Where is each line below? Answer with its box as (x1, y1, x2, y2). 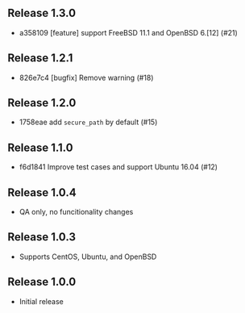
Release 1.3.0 (7, 6, 77, 20)
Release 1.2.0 (7, 96, 77, 110)
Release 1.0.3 (7, 230, 76, 244)
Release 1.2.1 (7, 52, 73, 65)
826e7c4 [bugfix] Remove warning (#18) (19, 73, 154, 82)
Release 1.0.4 (7, 186, 77, 199)
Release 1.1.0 (7, 140, 73, 154)
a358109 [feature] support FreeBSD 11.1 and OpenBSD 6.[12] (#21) (19, 27, 239, 37)
